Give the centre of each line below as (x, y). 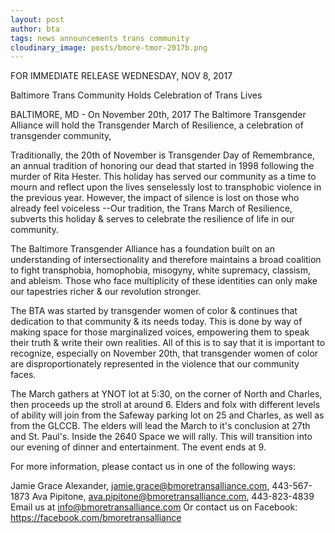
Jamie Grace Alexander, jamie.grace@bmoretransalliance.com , (140, 486)
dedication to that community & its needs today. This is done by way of (156, 322)
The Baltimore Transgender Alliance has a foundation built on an (142, 249)
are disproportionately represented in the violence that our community (155, 364)
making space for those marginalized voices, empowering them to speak (160, 332)
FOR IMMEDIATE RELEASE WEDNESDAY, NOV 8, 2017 (121, 76)
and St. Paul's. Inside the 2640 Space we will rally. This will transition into (161, 437)
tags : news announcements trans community (100, 38)
